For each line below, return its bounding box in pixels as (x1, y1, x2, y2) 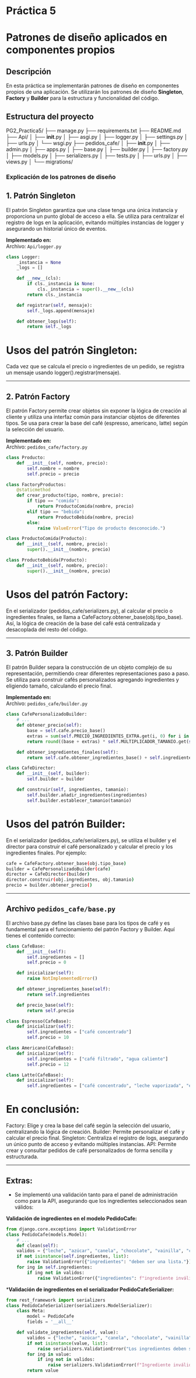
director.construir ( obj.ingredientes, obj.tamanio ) (6, 877, 134, 883)
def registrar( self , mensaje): (16, 302, 93, 308)
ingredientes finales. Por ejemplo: (6, 849, 87, 856)
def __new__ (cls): (16, 275, 61, 282)
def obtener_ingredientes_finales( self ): (16, 749, 118, 755)
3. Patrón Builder (6, 648, 68, 658)
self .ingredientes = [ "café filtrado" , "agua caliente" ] (27, 1056, 168, 1062)
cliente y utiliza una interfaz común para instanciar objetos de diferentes (6, 413, 180, 420)
